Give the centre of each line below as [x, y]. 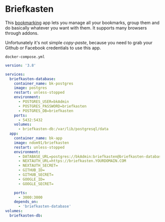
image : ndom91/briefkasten [41, 143]
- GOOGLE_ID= [31, 179]
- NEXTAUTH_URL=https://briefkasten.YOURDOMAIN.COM [72, 161]
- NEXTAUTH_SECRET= [38, 166]
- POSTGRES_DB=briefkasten [46, 111]
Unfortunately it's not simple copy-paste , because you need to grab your [79, 42]
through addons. [22, 33]
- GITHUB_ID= [31, 170]
